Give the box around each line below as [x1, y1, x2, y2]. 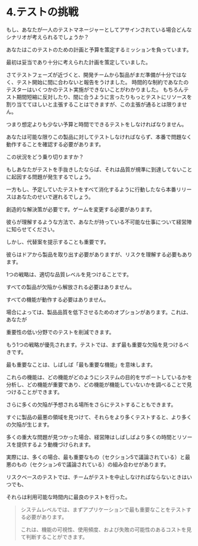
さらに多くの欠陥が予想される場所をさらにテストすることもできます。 [6, 400, 177, 408]
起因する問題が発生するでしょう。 [11, 173, 95, 180]
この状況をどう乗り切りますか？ [6, 153, 84, 160]
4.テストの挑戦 [6, 5, 79, 19]
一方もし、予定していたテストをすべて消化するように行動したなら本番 [6, 186, 177, 193]
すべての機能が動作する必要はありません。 [6, 296, 109, 303]
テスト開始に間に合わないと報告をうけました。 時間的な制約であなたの [16, 78, 189, 86]
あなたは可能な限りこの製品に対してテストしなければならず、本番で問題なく [6, 133, 192, 140]
